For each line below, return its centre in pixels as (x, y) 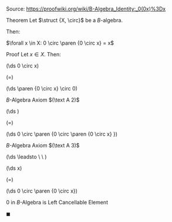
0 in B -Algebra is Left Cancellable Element (57, 203)
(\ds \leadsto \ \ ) (26, 157)
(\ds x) (14, 168)
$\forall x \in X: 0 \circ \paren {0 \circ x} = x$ (60, 43)
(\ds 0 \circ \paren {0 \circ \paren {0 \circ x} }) (62, 134)
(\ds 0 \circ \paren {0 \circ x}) (42, 191)
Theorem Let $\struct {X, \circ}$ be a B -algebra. (65, 21)
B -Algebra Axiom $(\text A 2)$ (43, 100)
